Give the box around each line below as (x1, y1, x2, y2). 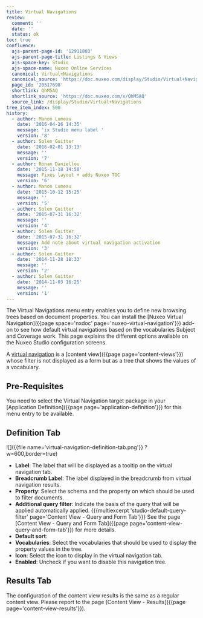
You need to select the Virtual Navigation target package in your (6, 397, 166, 404)
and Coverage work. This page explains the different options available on (6, 332, 188, 340)
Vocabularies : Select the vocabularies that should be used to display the (14, 539, 197, 546)
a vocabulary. (6, 364, 40, 371)
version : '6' (17, 178, 50, 184)
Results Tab (6, 576, 52, 586)
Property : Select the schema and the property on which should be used (14, 488, 195, 495)
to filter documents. (14, 494, 65, 501)
